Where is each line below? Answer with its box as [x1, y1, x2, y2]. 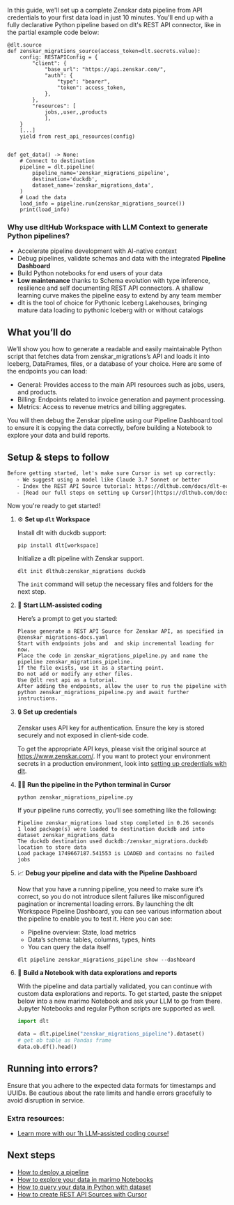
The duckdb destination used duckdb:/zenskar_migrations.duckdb [17, 838, 208, 845]
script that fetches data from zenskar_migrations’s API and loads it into [7, 352, 210, 361]
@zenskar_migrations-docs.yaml [17, 634, 109, 641]
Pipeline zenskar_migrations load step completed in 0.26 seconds [17, 820, 214, 827]
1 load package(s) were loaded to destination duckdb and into [17, 826, 205, 833]
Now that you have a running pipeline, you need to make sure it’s [17, 885, 203, 893]
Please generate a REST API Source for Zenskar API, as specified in [17, 628, 224, 635]
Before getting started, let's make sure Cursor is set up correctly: [7, 470, 217, 477]
